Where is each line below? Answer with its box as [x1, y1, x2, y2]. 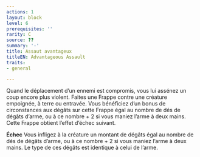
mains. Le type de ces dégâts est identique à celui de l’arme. [6, 144, 158, 152]
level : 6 [6, 20, 29, 26]
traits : [6, 59, 26, 65]
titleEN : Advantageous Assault [6, 54, 86, 60]
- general [6, 65, 32, 72]
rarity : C [6, 32, 32, 38]
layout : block [6, 15, 43, 21]
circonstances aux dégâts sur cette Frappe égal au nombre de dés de [6, 107, 181, 114]
